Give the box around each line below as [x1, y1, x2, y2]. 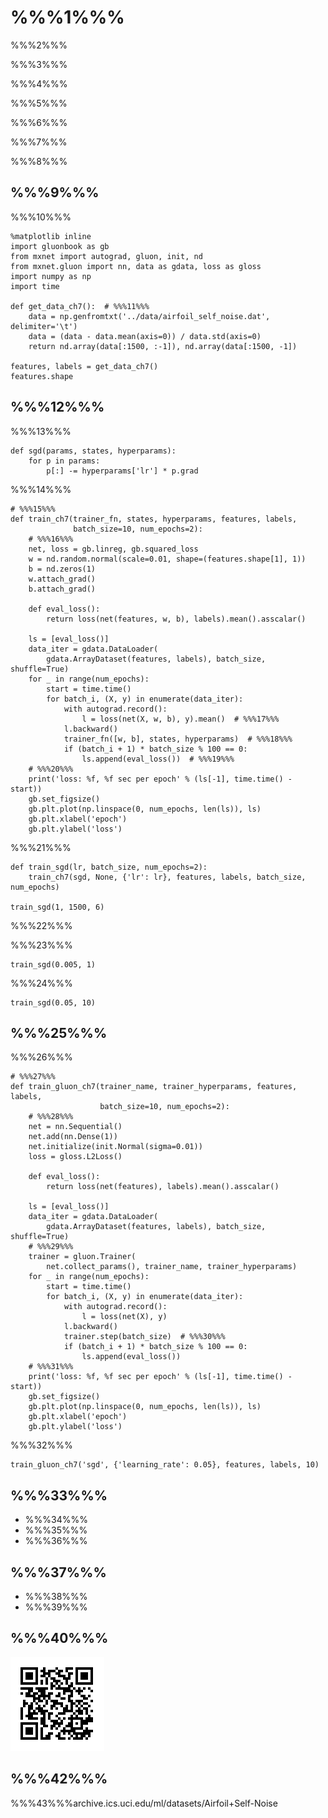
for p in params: [28, 456, 101, 466]
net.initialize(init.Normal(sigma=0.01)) [28, 1142, 203, 1152]
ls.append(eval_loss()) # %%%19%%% [81, 754, 235, 764]
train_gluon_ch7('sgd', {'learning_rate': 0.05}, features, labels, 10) [10, 1460, 320, 1470]
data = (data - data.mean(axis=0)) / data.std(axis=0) [28, 331, 262, 341]
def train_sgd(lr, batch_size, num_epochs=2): [10, 862, 208, 872]
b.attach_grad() [28, 584, 97, 594]
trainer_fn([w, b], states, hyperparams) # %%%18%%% [63, 734, 293, 744]
